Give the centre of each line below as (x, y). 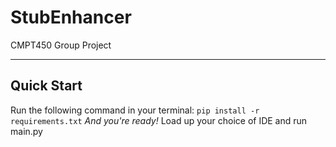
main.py (26, 131)
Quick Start (46, 86)
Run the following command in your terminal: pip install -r (135, 110)
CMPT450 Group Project (61, 45)
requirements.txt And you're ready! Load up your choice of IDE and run (159, 120)
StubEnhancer (71, 17)
